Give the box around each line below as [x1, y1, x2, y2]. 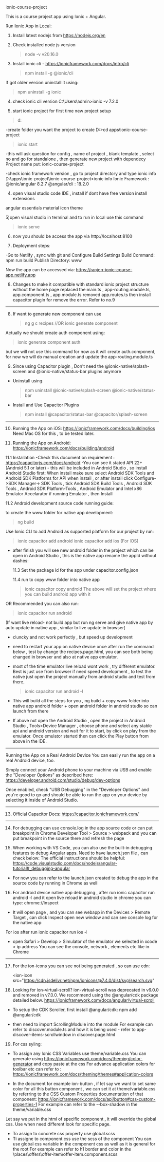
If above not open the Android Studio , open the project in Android [12, 718, 146, 723]
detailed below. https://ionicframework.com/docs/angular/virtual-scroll [12, 997, 155, 1003]
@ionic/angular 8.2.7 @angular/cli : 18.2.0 [5, 181, 89, 187]
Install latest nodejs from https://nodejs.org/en [12, 33, 106, 38]
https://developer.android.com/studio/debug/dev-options [5, 777, 121, 783]
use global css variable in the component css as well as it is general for [12, 1141, 156, 1146]
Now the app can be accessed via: [5, 267, 75, 272]
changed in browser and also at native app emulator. [12, 654, 118, 659]
